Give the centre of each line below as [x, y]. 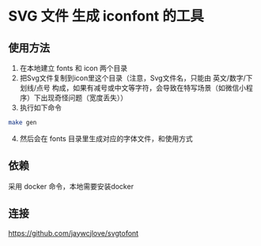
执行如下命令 [40, 108]
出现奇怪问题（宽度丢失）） [84, 98]
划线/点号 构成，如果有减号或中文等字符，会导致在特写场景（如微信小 [133, 88]
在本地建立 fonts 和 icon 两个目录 [74, 68]
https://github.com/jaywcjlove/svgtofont [74, 233]
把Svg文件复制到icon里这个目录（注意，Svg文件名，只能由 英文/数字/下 [136, 78]
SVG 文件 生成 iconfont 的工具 [106, 16]
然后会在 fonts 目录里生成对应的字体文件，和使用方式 [106, 138]
